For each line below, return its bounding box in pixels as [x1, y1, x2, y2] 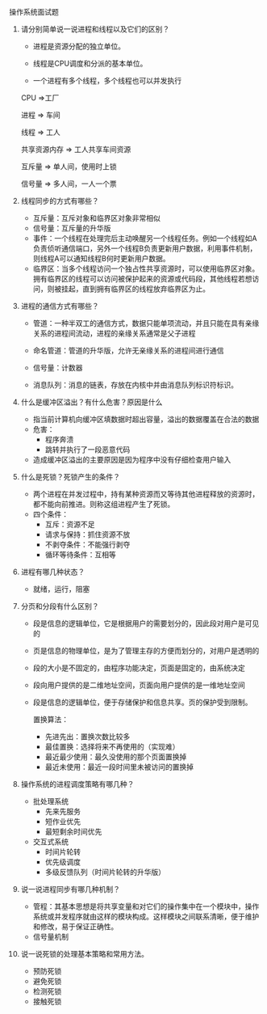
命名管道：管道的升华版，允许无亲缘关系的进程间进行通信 [32, 346, 224, 355]
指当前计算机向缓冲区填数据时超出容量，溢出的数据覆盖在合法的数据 [32, 415, 260, 424]
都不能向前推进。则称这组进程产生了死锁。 [32, 500, 175, 509]
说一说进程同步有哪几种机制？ [20, 885, 120, 894]
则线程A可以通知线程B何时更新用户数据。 [32, 254, 170, 263]
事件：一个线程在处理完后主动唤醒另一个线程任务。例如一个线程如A [32, 234, 257, 243]
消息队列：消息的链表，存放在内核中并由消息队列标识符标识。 [32, 380, 239, 390]
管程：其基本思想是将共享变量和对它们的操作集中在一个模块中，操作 [32, 902, 260, 911]
